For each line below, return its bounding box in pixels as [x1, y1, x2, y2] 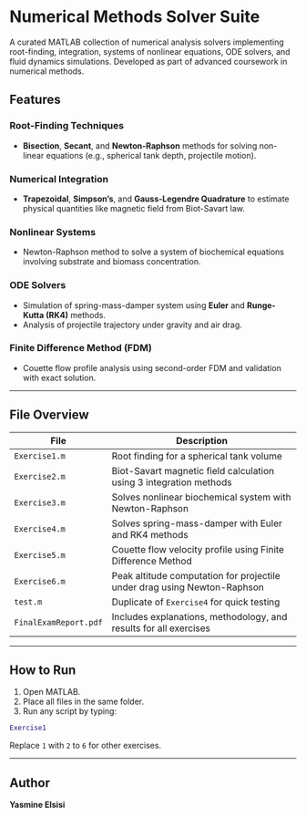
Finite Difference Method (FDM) [9, 342, 152, 355]
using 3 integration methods [111, 476, 232, 489]
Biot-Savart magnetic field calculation [111, 464, 275, 477]
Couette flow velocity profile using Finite [111, 543, 285, 555]
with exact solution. [22, 372, 97, 383]
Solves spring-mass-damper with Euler [111, 517, 282, 530]
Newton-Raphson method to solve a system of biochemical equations [22, 246, 285, 257]
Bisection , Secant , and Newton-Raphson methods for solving [22, 140, 258, 151]
